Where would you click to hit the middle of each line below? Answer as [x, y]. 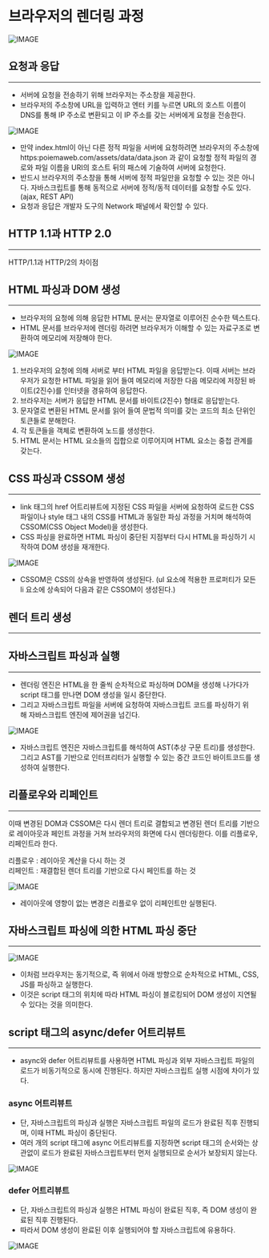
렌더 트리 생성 [40, 617]
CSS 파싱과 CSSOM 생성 [67, 478]
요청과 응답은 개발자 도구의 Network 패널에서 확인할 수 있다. [114, 206]
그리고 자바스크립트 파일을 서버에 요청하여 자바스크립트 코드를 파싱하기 [130, 704]
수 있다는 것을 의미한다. [56, 1005]
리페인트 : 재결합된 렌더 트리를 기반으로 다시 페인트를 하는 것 [102, 870]
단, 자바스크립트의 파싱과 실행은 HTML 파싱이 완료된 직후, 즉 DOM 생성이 [134, 1209]
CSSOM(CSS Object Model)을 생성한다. [84, 527]
